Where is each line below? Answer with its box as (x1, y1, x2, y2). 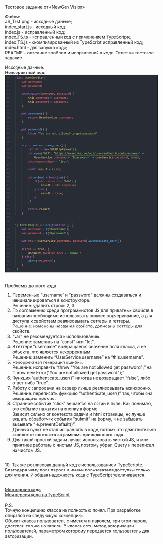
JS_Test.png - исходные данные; (5, 19, 72, 24)
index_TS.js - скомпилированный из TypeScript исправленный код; (5, 39, 143, 45)
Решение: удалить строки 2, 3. (12, 302, 76, 308)
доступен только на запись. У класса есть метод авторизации (5, 523, 134, 528)
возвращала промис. (12, 395, 56, 401)
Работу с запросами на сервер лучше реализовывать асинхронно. (12, 385, 152, 391)
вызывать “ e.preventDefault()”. (12, 421, 76, 427)
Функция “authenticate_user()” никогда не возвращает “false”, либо (12, 375, 151, 381)
